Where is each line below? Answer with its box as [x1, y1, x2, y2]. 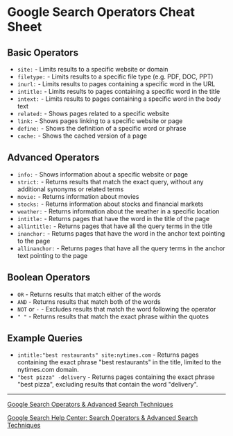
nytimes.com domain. [17, 366, 80, 374]
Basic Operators [7, 47, 78, 58]
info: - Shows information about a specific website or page [17, 170, 189, 178]
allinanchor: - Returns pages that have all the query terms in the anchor [17, 244, 225, 252]
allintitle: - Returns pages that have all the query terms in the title [17, 222, 213, 230]
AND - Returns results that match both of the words [17, 297, 161, 306]
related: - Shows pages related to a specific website [17, 109, 170, 118]
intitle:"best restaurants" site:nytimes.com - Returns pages [17, 350, 199, 359]
